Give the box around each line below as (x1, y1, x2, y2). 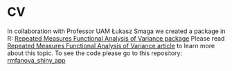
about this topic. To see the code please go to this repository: (7, 49, 182, 57)
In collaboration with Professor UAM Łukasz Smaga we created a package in (7, 27, 226, 35)
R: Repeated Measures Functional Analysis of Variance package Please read (7, 34, 225, 42)
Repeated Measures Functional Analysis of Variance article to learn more (7, 41, 215, 50)
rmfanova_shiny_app (7, 56, 66, 64)
